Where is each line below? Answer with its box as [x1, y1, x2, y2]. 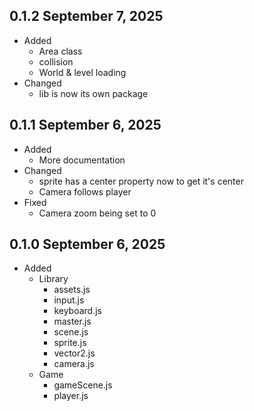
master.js [53, 315, 92, 328]
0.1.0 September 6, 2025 [9, 236, 166, 253]
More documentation [38, 154, 126, 166]
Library [38, 273, 69, 285]
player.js [53, 390, 89, 402]
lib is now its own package [38, 87, 149, 99]
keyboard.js [53, 305, 102, 317]
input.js [53, 294, 85, 306]
